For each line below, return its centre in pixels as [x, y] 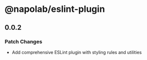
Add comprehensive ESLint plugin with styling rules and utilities [77, 52]
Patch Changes [24, 42]
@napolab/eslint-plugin [55, 9]
